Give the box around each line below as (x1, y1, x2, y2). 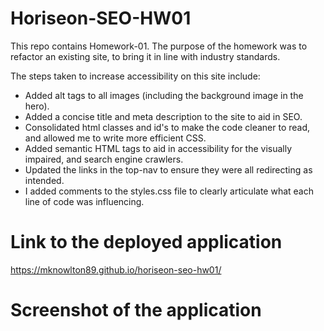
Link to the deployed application (10, 231, 283, 254)
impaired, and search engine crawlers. (24, 153, 184, 165)
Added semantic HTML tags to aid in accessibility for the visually (24, 142, 293, 154)
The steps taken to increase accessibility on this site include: (10, 70, 261, 82)
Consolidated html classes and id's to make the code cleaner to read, (24, 121, 311, 133)
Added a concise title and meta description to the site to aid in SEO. (24, 110, 303, 122)
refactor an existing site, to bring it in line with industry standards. (10, 50, 281, 62)
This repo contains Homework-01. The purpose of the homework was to (10, 40, 308, 52)
